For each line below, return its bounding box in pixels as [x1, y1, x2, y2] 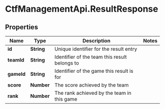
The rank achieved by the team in [55, 89, 132, 96]
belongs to [55, 60, 80, 66]
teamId [7, 57, 25, 63]
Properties [5, 23, 38, 31]
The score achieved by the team [55, 82, 129, 88]
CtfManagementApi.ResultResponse [5, 3, 159, 15]
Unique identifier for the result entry [55, 45, 137, 52]
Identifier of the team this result [55, 54, 127, 60]
